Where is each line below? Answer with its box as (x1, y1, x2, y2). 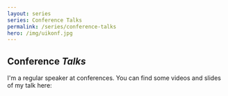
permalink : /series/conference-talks (7, 23, 117, 30)
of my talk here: (7, 81, 52, 90)
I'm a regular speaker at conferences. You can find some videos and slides (7, 74, 221, 82)
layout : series (7, 10, 51, 17)
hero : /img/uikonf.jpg (7, 29, 73, 37)
